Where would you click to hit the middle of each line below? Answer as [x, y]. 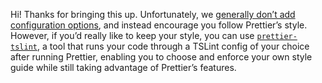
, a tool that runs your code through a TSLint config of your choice [173, 46]
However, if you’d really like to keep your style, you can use [132, 35]
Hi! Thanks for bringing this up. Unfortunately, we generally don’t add [153, 14]
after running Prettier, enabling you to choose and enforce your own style [161, 57]
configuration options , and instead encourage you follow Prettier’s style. [159, 25]
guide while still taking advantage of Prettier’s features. [123, 67]
